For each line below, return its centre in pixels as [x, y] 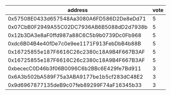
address [78, 10]
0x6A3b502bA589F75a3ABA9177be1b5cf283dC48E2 [76, 77]
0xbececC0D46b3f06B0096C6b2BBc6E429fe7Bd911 [75, 68]
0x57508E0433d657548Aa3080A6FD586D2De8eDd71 [77, 19]
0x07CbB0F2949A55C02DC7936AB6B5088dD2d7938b [78, 27]
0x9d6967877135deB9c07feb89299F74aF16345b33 [75, 85]
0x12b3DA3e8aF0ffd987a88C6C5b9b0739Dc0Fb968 [75, 35]
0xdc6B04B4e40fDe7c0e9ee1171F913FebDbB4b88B [75, 44]
